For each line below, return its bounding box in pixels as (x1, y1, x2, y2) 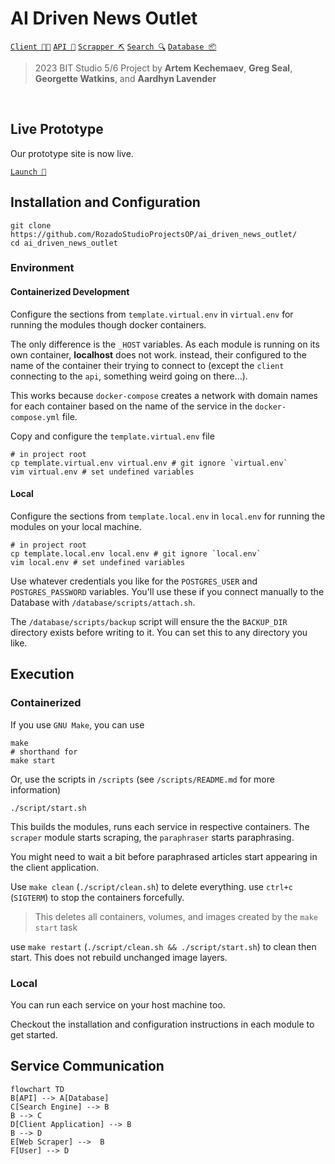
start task (34, 921, 78, 933)
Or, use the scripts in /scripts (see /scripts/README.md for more (10, 773, 275, 785)
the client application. (10, 861, 100, 873)
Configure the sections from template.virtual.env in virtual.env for (10, 308, 294, 320)
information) (10, 783, 62, 796)
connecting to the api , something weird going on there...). (10, 370, 248, 382)
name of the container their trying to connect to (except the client (10, 359, 285, 371)
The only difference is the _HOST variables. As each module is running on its (10, 338, 320, 350)
